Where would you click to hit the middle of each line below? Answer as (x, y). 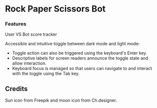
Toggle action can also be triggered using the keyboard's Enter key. (79, 53)
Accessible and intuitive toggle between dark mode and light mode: (72, 44)
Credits (16, 88)
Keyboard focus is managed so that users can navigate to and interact (82, 68)
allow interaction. (29, 63)
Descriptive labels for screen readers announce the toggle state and (80, 58)
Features (16, 24)
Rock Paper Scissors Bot (55, 9)
